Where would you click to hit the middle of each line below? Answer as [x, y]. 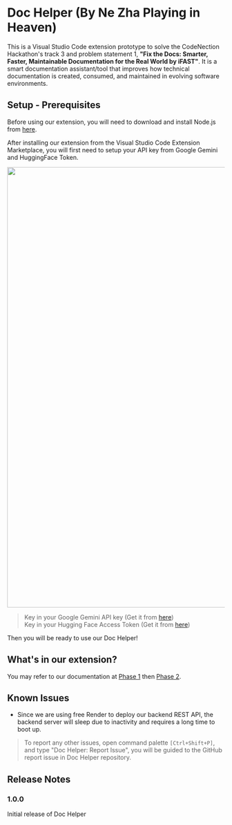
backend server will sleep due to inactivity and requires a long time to [116, 722]
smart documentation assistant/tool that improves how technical [98, 69]
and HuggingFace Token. [43, 157]
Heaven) [32, 27]
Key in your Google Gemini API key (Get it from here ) [99, 617]
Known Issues [38, 698]
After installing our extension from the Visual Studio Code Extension [104, 143]
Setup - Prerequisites [54, 105]
